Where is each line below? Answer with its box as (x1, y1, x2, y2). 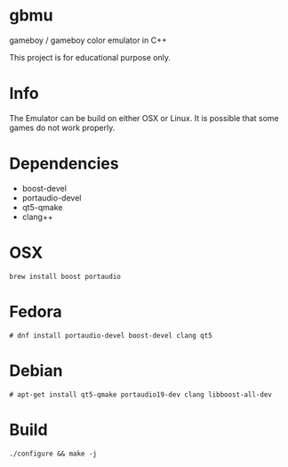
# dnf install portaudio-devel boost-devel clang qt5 (9, 331, 213, 340)
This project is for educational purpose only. (9, 52, 172, 62)
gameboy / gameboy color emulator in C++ (9, 35, 167, 45)
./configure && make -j (9, 449, 98, 458)
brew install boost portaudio (9, 272, 122, 281)
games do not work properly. (9, 122, 116, 133)
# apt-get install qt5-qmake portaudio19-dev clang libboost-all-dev (9, 389, 273, 399)
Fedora (9, 301, 62, 322)
